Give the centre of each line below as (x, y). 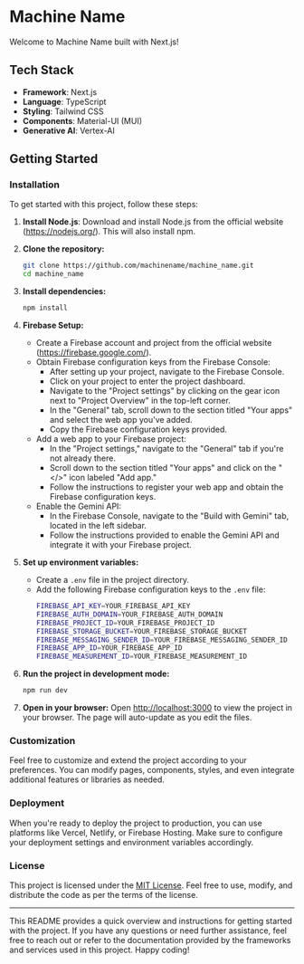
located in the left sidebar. (98, 526)
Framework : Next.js (60, 91)
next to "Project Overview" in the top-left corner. (140, 401)
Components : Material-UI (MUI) (82, 120)
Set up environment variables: (81, 562)
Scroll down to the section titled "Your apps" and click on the (163, 468)
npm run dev (45, 691)
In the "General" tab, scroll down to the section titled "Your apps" (171, 410)
